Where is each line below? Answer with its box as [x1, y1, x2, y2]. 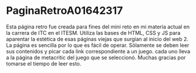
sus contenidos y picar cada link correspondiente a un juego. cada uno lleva [6, 48, 191, 54]
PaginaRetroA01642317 [6, 4, 123, 17]
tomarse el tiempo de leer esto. [6, 60, 82, 67]
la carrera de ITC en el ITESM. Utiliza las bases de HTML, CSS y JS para [6, 29, 181, 36]
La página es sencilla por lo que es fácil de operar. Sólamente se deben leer [6, 42, 190, 49]
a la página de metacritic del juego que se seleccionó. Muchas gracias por [6, 54, 186, 61]
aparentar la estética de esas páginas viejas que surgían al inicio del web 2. [6, 35, 189, 42]
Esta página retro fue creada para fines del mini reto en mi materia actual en [6, 23, 190, 30]
